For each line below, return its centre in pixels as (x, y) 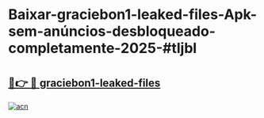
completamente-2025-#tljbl (103, 48)
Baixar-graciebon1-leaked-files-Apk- (133, 15)
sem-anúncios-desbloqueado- (112, 31)
